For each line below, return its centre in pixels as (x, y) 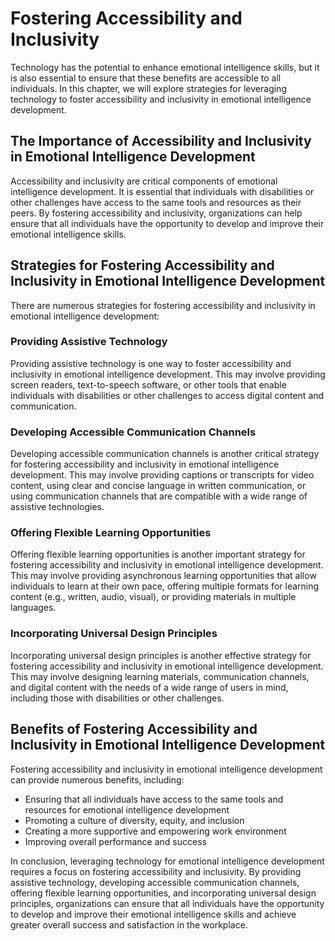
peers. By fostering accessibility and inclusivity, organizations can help (156, 213)
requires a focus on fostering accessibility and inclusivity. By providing (156, 871)
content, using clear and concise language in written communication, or (158, 486)
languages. (33, 608)
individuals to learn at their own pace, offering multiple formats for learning (165, 586)
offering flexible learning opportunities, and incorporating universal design (163, 893)
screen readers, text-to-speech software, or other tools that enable (148, 384)
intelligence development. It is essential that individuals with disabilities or (162, 191)
